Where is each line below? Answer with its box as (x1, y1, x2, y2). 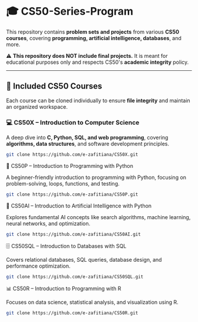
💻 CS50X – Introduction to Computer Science (6, 118, 140, 126)
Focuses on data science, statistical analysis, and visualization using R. (6, 298, 179, 305)
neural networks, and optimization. (6, 220, 91, 227)
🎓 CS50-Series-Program (6, 5, 134, 18)
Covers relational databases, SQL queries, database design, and (6, 256, 162, 263)
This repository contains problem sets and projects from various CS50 (6, 28, 180, 35)
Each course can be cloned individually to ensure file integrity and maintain (6, 97, 190, 104)
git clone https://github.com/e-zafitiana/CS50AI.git (6, 231, 141, 237)
